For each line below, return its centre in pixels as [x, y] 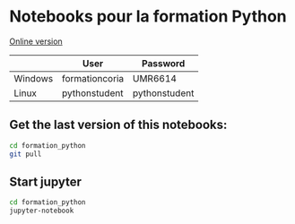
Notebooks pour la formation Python [148, 17]
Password [164, 63]
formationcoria [92, 78]
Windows [34, 78]
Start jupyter [46, 181]
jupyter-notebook [42, 211]
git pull [26, 154]
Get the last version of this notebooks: [118, 125]
